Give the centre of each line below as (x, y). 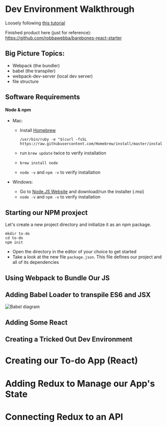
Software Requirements (43, 97)
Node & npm (18, 109)
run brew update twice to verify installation (63, 153)
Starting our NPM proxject (46, 213)
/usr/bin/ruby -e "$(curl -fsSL (53, 140)
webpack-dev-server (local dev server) (52, 76)
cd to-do (14, 238)
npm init (14, 242)
